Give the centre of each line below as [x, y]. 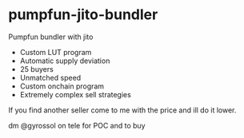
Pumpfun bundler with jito [51, 37]
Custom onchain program [62, 86]
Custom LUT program [56, 52]
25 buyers [36, 69]
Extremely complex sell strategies [76, 94]
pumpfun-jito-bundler [83, 15]
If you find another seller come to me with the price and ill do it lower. [122, 110]
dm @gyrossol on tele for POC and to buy [77, 125]
